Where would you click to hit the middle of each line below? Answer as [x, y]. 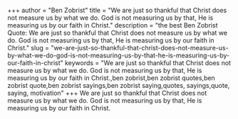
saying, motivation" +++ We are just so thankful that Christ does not [107, 93]
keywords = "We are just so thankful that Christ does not [148, 63]
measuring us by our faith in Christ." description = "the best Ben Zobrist [113, 25]
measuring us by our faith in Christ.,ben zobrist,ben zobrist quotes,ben [111, 78]
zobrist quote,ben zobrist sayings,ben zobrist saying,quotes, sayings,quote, [119, 85]
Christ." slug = [29, 48]
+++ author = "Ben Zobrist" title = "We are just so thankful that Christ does [117, 10]
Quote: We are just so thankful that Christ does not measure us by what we [118, 33]
